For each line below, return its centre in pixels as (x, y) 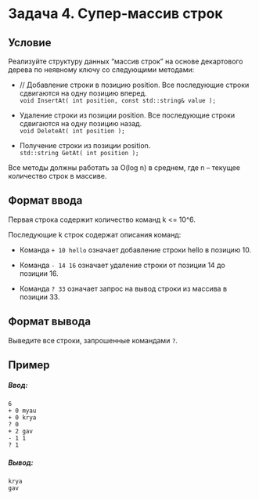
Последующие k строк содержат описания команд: (95, 234)
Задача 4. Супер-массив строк (115, 14)
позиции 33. (40, 297)
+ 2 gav (21, 431)
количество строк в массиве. (58, 176)
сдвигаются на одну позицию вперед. (83, 93)
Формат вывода (50, 322)
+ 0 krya (22, 417)
